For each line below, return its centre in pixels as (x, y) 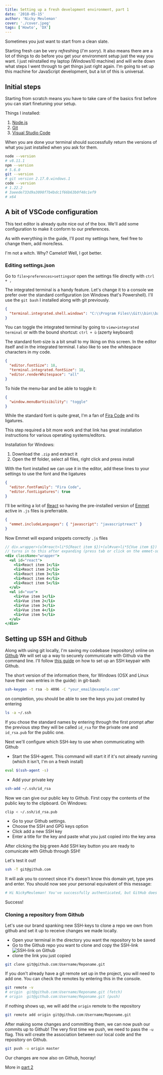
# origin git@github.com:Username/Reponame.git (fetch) (64, 992)
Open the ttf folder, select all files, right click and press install (73, 459)
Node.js (20, 122)
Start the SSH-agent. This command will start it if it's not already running (85, 756)
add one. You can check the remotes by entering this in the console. (73, 979)
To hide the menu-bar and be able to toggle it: (51, 388)
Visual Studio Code (31, 133)
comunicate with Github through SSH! (43, 851)
